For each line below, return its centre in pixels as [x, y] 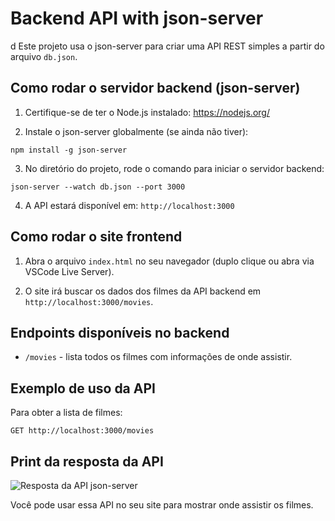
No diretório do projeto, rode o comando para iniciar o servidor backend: [174, 168]
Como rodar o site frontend [96, 237]
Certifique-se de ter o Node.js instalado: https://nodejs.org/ [147, 112]
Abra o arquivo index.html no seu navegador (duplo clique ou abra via [169, 261]
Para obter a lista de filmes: [66, 413]
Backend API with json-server [137, 18]
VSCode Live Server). [69, 271]
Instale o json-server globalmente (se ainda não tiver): [136, 131]
